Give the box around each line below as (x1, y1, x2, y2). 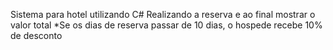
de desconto (10, 30, 63, 41)
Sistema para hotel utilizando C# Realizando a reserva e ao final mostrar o (10, 9, 316, 20)
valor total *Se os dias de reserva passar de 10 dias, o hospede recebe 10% (10, 19, 323, 31)
